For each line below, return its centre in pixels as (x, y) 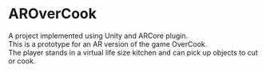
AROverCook (53, 14)
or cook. (22, 61)
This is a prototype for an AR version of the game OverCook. (108, 44)
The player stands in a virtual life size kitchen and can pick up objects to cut (133, 52)
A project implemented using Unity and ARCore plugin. (98, 36)
